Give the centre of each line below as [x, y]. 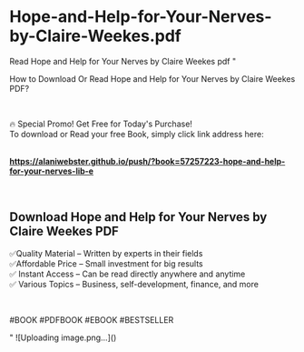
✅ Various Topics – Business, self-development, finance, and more [134, 284]
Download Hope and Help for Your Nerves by [138, 217]
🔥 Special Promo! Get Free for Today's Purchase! [101, 124]
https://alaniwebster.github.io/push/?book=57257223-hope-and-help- [147, 161]
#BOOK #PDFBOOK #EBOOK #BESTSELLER [92, 319]
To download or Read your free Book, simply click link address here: [137, 134]
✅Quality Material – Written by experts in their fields [106, 253]
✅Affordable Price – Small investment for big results [106, 263]
